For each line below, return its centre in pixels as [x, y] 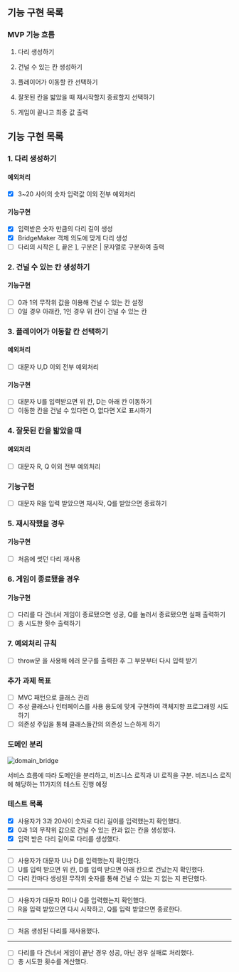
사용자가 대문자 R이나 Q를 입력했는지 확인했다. [82, 900]
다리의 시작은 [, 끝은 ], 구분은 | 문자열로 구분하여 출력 [91, 247]
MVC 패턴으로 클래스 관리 [53, 698]
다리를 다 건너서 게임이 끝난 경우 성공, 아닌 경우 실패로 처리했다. [106, 953]
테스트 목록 [25, 804]
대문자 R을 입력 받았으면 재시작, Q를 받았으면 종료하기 [92, 503]
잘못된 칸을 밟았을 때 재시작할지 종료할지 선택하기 [86, 97]
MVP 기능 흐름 [31, 35]
